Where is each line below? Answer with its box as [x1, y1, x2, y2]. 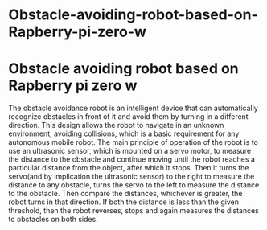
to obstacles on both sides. [8, 215, 98, 224]
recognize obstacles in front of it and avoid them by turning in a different [8, 112, 249, 121]
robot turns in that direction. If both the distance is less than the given [8, 197, 240, 207]
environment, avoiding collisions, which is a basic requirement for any [8, 129, 240, 138]
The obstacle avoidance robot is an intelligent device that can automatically [8, 103, 259, 113]
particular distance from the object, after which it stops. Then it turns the [8, 163, 249, 173]
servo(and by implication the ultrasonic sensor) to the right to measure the [8, 171, 255, 182]
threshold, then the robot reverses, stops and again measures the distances [8, 206, 259, 216]
